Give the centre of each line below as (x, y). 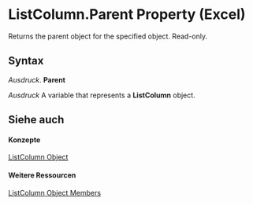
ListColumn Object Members (54, 192)
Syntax (26, 61)
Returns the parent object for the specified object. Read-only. (108, 36)
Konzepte (24, 140)
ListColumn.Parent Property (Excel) (127, 15)
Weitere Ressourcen (42, 175)
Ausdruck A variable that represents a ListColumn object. (102, 95)
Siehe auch (36, 120)
